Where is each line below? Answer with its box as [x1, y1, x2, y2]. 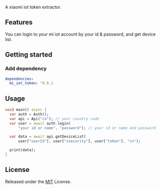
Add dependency [5, 65, 47, 72]
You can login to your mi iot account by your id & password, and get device [5, 31, 156, 37]
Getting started [5, 51, 53, 59]
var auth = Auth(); [9, 112, 49, 117]
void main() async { [5, 107, 47, 112]
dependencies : [5, 76, 34, 81]
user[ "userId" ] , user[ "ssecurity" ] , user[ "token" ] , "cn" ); [18, 139, 141, 144]
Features [5, 18, 33, 26]
